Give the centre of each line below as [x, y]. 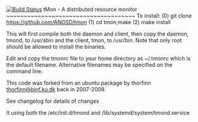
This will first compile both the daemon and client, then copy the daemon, [97, 34]
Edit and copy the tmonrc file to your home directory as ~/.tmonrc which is [98, 58]
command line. [25, 71]
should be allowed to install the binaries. [56, 47]
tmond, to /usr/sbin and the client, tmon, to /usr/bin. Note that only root [94, 40]
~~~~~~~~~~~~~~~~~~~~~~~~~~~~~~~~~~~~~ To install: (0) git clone [99, 16]
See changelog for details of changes [53, 101]
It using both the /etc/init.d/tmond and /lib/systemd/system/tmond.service [98, 113]
